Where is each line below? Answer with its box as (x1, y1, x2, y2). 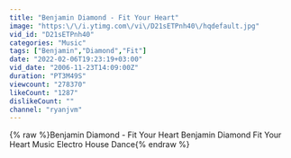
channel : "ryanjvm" (9, 105, 83, 114)
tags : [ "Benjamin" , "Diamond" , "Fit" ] (9, 47, 147, 56)
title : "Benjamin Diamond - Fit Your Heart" (9, 13, 179, 22)
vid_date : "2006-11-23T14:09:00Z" (9, 64, 140, 73)
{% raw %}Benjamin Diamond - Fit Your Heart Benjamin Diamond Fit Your (9, 129, 282, 140)
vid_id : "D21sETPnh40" (9, 30, 95, 39)
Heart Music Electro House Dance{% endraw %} (9, 139, 190, 150)
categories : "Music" (9, 38, 87, 48)
